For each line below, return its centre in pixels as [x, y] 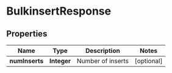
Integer [60, 61]
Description [102, 51]
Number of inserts [103, 61]
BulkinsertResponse [59, 11]
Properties [27, 34]
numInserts [27, 61]
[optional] [149, 61]
